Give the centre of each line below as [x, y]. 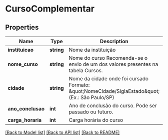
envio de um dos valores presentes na [113, 64]
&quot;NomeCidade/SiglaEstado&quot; [114, 91]
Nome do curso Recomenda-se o [108, 58]
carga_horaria [25, 120]
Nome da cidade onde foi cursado [109, 79]
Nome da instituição [92, 50]
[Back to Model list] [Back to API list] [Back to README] [62, 132]
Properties [22, 27]
